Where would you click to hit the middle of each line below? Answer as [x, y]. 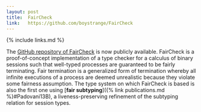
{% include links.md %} [36, 40]
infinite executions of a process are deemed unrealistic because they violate [101, 77]
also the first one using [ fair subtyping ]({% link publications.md [85, 90]
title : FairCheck [29, 17]
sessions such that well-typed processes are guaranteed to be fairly [91, 64]
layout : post [23, 12]
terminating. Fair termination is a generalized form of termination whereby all [101, 71]
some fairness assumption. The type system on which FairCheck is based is [100, 84]
